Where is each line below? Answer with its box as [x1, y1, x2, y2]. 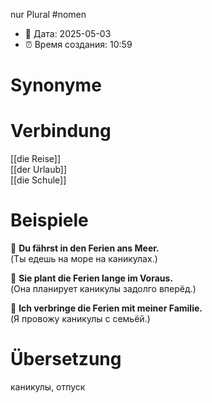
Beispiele [10, 209, 89, 232]
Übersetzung [10, 348, 122, 371]
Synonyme [10, 74, 102, 97]
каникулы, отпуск [10, 381, 86, 393]
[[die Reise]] [10, 153, 62, 165]
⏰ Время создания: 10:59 [24, 39, 133, 50]
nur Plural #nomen [10, 9, 87, 20]
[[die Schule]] [10, 174, 67, 186]
